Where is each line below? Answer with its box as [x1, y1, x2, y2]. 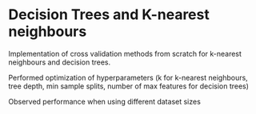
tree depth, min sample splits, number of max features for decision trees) [8, 81, 250, 91]
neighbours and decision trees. [8, 57, 111, 67]
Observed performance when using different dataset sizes [8, 96, 202, 106]
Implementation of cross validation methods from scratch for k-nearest [8, 49, 242, 58]
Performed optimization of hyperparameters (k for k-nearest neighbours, [8, 73, 248, 82]
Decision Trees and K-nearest [8, 6, 210, 24]
